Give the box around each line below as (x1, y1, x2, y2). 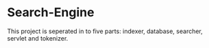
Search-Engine (7, 5, 95, 20)
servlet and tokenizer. (7, 34, 69, 42)
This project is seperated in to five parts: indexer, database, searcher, (7, 27, 204, 35)
